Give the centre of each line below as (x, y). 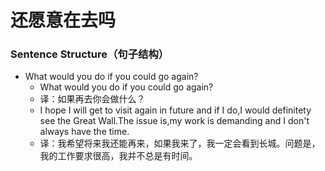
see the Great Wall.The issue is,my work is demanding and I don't (174, 121)
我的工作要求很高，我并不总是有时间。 (118, 156)
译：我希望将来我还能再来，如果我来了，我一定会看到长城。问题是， (180, 143)
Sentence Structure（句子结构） (90, 54)
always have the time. (84, 132)
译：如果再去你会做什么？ (92, 99)
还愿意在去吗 (63, 20)
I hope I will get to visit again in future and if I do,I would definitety (175, 110)
